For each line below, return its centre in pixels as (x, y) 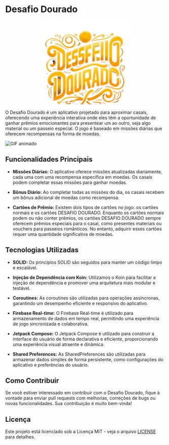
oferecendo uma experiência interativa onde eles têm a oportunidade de (81, 118)
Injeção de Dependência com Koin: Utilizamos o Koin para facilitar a (84, 277)
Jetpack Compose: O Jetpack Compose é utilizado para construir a (83, 333)
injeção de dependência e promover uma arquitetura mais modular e (84, 283)
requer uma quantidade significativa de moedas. (63, 234)
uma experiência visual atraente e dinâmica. (58, 344)
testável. (22, 288)
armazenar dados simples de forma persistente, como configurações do (88, 359)
